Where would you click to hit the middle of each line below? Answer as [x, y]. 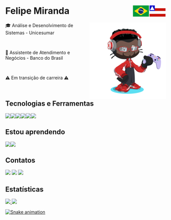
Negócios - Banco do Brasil [34, 58]
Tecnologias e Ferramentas [50, 104]
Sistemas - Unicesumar [30, 33]
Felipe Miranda [38, 11]
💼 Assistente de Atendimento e [38, 52]
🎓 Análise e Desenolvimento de [39, 25]
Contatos [20, 160]
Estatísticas [25, 189]
